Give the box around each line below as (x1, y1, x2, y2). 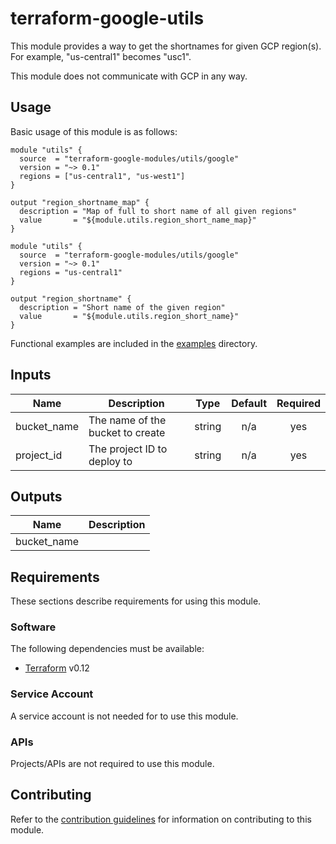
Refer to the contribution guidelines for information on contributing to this (10, 813, 312, 825)
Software (10, 620, 57, 634)
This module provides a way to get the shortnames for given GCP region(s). (10, 40, 322, 52)
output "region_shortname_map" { (10, 197, 150, 207)
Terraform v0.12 (24, 662, 90, 674)
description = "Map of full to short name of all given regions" (19, 206, 298, 216)
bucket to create (88, 425, 166, 439)
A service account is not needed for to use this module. (10, 710, 239, 722)
